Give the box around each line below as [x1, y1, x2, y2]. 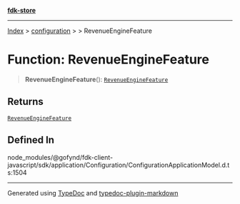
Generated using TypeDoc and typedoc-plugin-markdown [7, 188, 179, 197]
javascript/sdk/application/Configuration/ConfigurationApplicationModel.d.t [7, 160, 230, 169]
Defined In [7, 134, 55, 146]
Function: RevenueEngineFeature [7, 51, 209, 68]
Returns [7, 96, 44, 108]
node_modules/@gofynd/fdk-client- [7, 153, 113, 161]
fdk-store [7, 6, 36, 14]
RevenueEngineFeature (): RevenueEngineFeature [24, 75, 169, 83]
